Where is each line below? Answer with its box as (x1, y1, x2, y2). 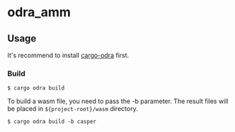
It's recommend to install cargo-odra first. (7, 51, 130, 59)
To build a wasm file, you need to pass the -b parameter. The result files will (7, 97, 229, 106)
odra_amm (7, 4, 71, 20)
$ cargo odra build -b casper (7, 118, 97, 126)
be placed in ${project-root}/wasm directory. (7, 104, 138, 113)
